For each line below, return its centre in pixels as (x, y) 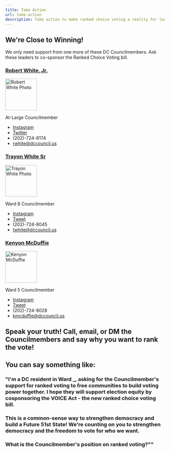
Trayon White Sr (26, 156)
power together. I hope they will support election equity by (79, 392)
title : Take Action (26, 10)
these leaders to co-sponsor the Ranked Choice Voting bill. (67, 57)
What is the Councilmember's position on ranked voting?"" (80, 444)
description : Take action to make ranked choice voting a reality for (81, 19)
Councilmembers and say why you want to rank (82, 340)
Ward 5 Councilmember (30, 290)
